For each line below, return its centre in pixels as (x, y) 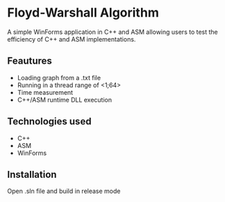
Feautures (30, 61)
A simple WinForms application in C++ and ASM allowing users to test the (113, 32)
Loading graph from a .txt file (59, 77)
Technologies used (49, 121)
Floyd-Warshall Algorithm (83, 13)
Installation (32, 174)
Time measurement (45, 92)
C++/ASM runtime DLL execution (65, 100)
